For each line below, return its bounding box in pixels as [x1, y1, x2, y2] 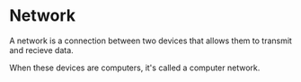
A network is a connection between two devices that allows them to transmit [9, 35, 292, 46]
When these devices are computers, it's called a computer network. [9, 62, 261, 73]
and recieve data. [9, 44, 74, 55]
